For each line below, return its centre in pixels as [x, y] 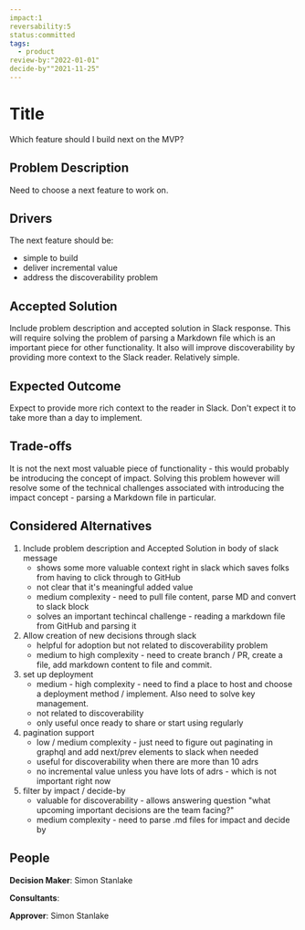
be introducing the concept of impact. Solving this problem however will [145, 478]
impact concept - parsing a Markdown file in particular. [113, 497]
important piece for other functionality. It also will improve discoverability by [152, 348]
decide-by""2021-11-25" [55, 69]
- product [36, 52]
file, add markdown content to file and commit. [124, 664]
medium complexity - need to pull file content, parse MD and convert [166, 596]
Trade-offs [41, 447]
